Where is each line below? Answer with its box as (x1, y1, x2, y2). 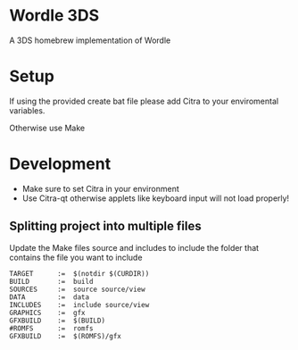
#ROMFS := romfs (9, 323, 94, 333)
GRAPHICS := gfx (9, 308, 87, 317)
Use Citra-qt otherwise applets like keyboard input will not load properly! (21, 193, 290, 204)
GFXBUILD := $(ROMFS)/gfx (9, 331, 122, 340)
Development (9, 154, 112, 174)
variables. (9, 104, 46, 116)
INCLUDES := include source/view (9, 300, 150, 309)
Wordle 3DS (9, 5, 100, 26)
